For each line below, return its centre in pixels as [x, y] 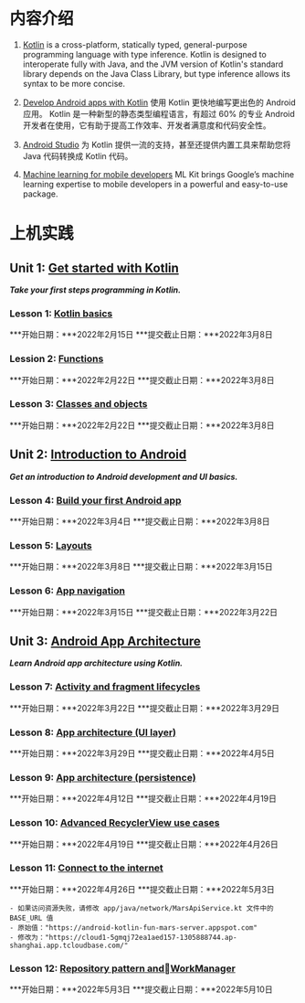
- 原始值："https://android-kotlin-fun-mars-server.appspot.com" [134, 928]
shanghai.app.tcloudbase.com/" [69, 945]
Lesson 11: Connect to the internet [87, 868]
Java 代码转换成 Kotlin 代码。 [78, 155]
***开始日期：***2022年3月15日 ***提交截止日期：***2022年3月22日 [144, 612]
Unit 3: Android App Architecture [105, 641]
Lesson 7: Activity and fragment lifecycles [105, 687]
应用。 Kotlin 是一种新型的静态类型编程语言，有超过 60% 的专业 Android [158, 113]
